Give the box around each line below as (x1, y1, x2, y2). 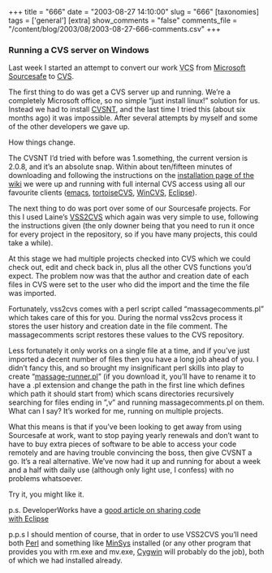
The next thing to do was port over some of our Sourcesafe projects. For (8, 203, 251, 214)
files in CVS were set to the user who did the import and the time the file (8, 280, 250, 289)
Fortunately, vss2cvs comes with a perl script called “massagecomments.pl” (8, 304, 264, 314)
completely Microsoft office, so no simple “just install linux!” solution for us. (8, 96, 261, 106)
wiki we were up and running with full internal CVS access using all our (8, 179, 246, 189)
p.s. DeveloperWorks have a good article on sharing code (8, 506, 201, 515)
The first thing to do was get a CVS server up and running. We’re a (8, 87, 231, 97)
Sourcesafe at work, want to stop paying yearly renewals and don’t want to (8, 431, 259, 441)
